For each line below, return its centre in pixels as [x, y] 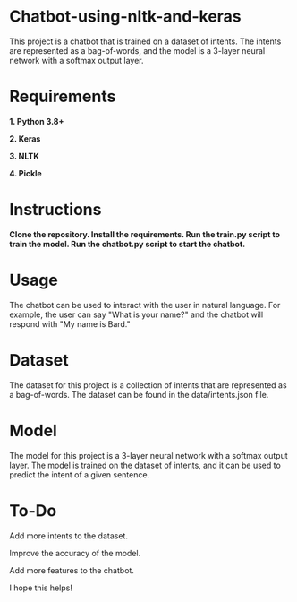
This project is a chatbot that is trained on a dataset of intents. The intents [145, 41]
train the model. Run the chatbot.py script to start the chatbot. [127, 244]
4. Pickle [25, 173]
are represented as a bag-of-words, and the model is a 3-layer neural [137, 50]
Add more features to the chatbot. [72, 570]
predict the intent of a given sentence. [80, 474]
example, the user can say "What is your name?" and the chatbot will [136, 314]
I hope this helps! [41, 588]
